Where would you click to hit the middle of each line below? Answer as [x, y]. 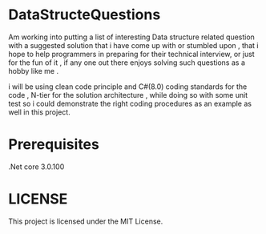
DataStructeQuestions [85, 15]
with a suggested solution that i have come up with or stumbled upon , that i [133, 45]
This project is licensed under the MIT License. [86, 221]
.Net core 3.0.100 [36, 167]
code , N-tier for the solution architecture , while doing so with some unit [128, 95]
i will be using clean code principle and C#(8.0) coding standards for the [128, 87]
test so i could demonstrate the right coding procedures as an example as [130, 103]
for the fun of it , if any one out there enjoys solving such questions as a [127, 63]
